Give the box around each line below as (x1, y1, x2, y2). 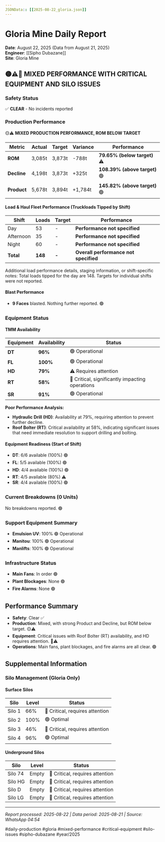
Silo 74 (7, 770, 24, 777)
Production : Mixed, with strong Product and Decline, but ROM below (12, 620, 151, 626)
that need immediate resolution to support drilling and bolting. (12, 430, 137, 436)
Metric (9, 143, 26, 150)
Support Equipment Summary (5, 519, 78, 526)
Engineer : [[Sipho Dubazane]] (5, 50, 66, 56)
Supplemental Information (5, 660, 87, 668)
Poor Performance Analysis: (5, 405, 64, 411)
